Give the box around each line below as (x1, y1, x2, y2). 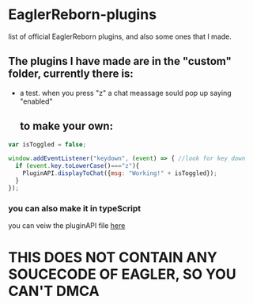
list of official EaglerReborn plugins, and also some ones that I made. (8, 32, 232, 41)
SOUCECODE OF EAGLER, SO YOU (8, 265, 236, 283)
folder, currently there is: (8, 67, 134, 81)
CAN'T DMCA (8, 283, 100, 300)
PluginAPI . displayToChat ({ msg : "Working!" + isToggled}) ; (22, 169, 217, 177)
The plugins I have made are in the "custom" (8, 55, 232, 68)
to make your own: (19, 120, 113, 133)
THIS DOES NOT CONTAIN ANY (8, 249, 217, 267)
